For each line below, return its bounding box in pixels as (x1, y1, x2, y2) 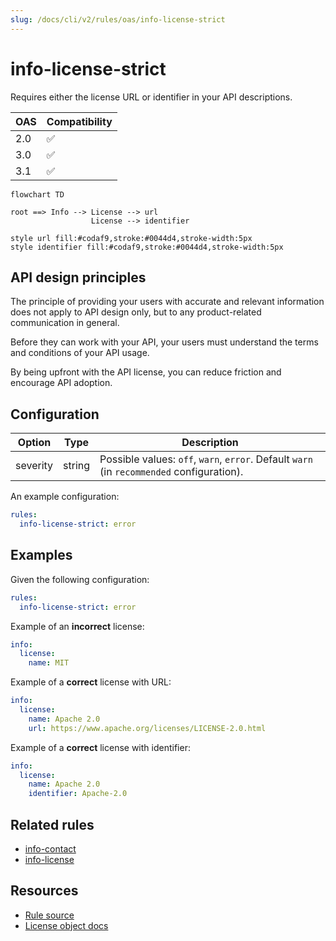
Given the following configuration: (10, 573, 150, 585)
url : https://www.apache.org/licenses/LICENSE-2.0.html (28, 723, 267, 733)
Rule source (24, 909, 75, 921)
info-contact (24, 842, 77, 855)
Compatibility (46, 114, 113, 128)
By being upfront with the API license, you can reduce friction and (10, 366, 282, 378)
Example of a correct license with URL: (10, 676, 172, 688)
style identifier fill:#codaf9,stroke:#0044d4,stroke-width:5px (10, 242, 284, 252)
